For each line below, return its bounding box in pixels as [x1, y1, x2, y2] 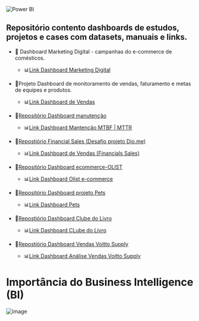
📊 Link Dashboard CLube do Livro [23, 226, 107, 233]
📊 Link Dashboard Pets [23, 201, 80, 208]
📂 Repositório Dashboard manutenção [14, 112, 107, 119]
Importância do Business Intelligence [6, 276, 194, 289]
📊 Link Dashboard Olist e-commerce [23, 175, 113, 182]
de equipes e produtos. [14, 86, 72, 94]
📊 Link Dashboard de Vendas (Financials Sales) [23, 149, 140, 157]
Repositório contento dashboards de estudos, [6, 23, 179, 33]
